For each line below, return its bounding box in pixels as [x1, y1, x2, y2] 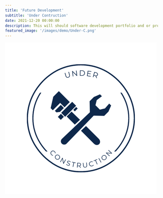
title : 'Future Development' [5, 8, 64, 13]
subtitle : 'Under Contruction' [5, 13, 68, 18]
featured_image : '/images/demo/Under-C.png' [5, 28, 97, 33]
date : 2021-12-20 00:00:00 [5, 18, 60, 23]
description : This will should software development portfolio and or [5, 23, 151, 28]
